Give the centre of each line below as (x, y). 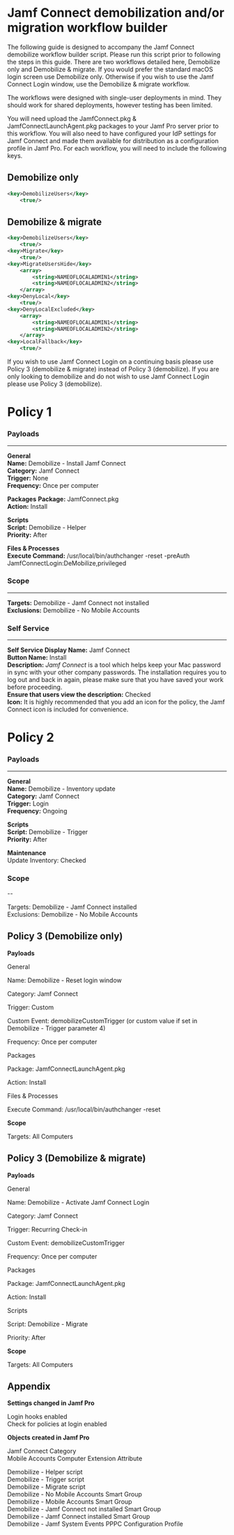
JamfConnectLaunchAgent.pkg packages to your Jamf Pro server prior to (113, 126)
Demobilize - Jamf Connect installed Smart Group (79, 1517)
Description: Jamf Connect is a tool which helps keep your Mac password (114, 665)
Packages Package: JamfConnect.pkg (63, 499)
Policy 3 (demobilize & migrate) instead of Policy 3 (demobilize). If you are (113, 369)
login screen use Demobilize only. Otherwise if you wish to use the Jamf (111, 76)
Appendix (29, 1386)
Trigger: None (28, 478)
